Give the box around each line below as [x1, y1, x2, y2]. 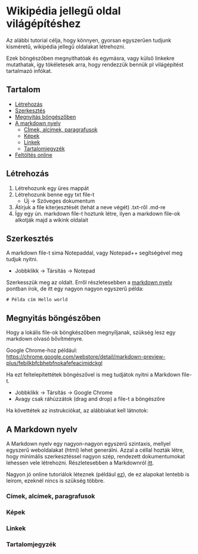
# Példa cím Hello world [6, 297, 68, 303]
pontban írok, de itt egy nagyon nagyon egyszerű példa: [6, 285, 144, 292]
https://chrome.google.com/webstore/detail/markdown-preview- [6, 353, 166, 360]
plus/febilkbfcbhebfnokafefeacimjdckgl [6, 360, 103, 367]
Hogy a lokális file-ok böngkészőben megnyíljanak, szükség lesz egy [6, 329, 176, 336]
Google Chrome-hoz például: [6, 347, 78, 354]
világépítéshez [6, 17, 81, 30]
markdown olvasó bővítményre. [6, 335, 83, 342]
